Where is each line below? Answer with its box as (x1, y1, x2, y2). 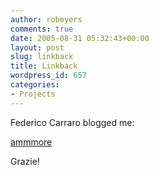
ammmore (10, 136, 53, 148)
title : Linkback (10, 61, 78, 71)
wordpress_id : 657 (10, 71, 87, 81)
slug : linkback (10, 52, 74, 62)
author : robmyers (10, 14, 83, 25)
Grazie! (10, 155, 40, 167)
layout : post (10, 42, 65, 53)
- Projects (10, 89, 56, 99)
